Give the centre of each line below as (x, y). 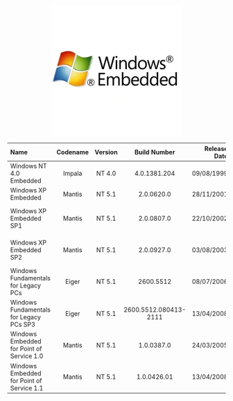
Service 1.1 (27, 388)
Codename (72, 152)
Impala (72, 173)
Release (216, 148)
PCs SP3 (23, 324)
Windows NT (28, 166)
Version (106, 152)
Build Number (155, 152)
